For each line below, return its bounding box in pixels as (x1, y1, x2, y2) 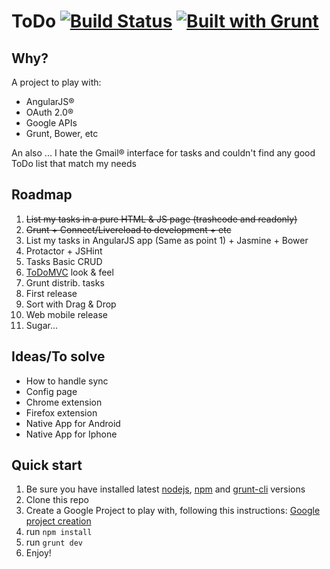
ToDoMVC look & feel (25, 266, 114, 278)
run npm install (25, 526, 93, 538)
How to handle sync (25, 375, 109, 387)
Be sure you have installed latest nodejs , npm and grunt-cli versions (25, 483, 306, 495)
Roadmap (11, 186, 73, 204)
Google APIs (25, 117, 78, 129)
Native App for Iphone (25, 428, 118, 440)
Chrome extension (25, 396, 103, 408)
